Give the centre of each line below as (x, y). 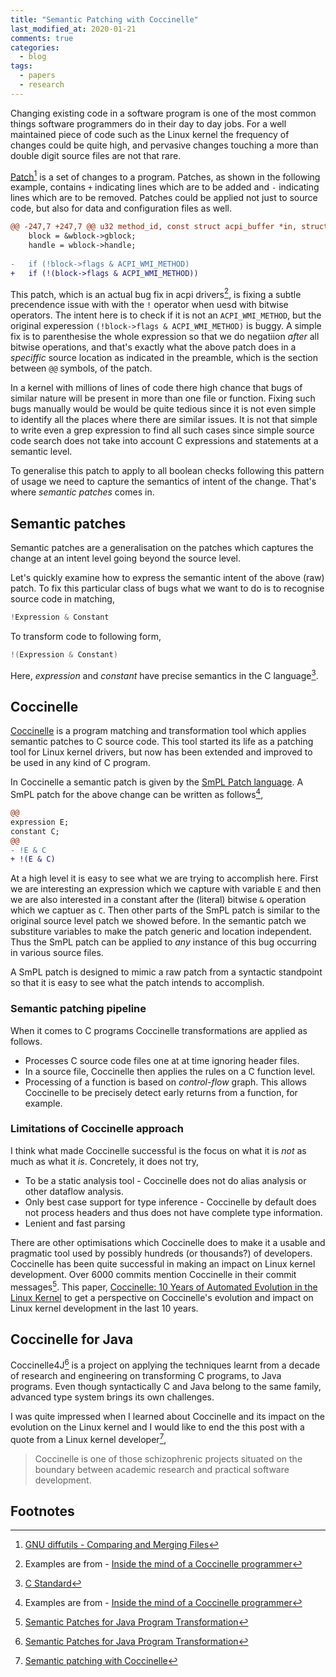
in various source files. (57, 953)
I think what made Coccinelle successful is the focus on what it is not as (158, 1150)
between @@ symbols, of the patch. (81, 368)
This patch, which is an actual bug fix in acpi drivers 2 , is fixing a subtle (156, 293)
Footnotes (42, 1511)
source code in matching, (62, 599)
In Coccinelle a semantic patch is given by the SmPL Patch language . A (157, 782)
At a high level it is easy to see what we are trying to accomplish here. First (164, 878)
